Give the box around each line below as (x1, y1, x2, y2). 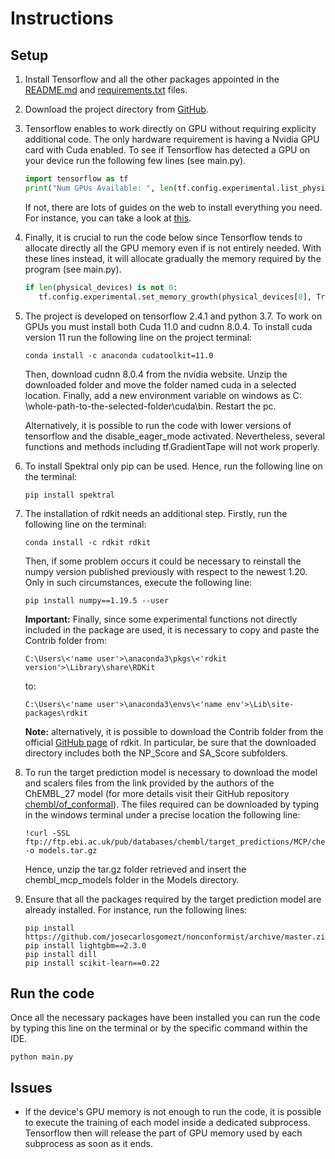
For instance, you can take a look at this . (24, 212, 192, 224)
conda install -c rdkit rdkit (24, 537, 152, 547)
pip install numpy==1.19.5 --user (24, 595, 169, 606)
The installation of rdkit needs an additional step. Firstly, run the (24, 507, 288, 519)
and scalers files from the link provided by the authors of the (24, 777, 275, 789)
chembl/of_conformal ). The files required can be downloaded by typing (24, 798, 320, 810)
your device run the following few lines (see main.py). (24, 155, 247, 166)
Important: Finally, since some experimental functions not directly (24, 613, 298, 625)
